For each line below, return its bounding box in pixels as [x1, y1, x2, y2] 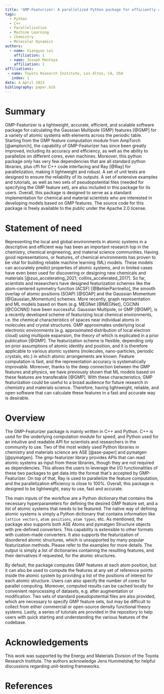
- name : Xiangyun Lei [9, 48, 54, 53]
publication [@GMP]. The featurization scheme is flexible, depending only [5, 338, 154, 344]
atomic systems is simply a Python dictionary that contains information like [5, 511, 155, 517]
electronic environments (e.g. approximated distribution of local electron [5, 327, 150, 334]
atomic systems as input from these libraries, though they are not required [5, 460, 154, 466]
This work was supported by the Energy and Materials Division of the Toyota [5, 653, 159, 659]
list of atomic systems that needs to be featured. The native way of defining [5, 506, 157, 512]
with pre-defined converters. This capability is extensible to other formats [5, 527, 154, 533]
